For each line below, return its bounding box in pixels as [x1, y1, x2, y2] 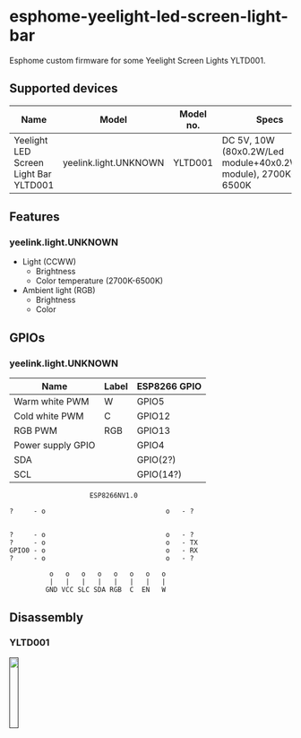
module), [221, 168, 260, 180]
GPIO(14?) [136, 468, 182, 481]
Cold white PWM [13, 410, 84, 422]
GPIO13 [136, 424, 171, 437]
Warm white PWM [13, 395, 90, 408]
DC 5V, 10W [221, 134, 275, 146]
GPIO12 [136, 410, 171, 422]
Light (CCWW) [21, 256, 77, 267]
